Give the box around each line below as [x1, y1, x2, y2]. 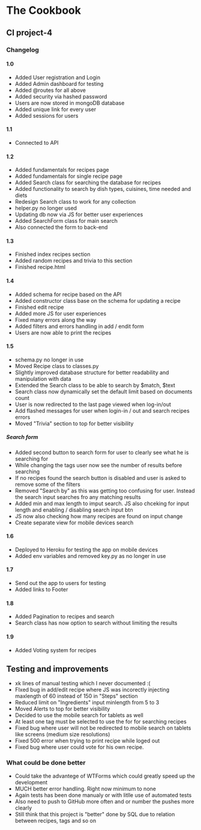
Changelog [6, 46, 39, 54]
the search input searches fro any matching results [14, 493, 141, 500]
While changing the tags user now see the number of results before [14, 461, 182, 468]
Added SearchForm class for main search [14, 217, 118, 225]
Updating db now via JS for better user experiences [14, 211, 143, 218]
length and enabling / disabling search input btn [14, 506, 133, 513]
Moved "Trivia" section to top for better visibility [14, 420, 134, 427]
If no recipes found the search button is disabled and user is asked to [14, 474, 187, 481]
